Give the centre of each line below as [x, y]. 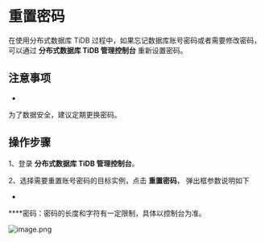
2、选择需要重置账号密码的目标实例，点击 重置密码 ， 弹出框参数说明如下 [129, 180]
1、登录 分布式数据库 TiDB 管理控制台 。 [74, 163]
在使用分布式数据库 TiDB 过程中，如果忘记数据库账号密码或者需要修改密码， [135, 40]
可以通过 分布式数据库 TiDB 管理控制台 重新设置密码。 [98, 50]
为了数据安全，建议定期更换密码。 [65, 114]
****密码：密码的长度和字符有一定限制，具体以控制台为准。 [108, 213]
